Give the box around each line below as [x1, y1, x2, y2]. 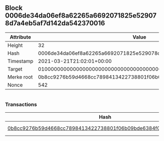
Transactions [5, 101, 38, 108]
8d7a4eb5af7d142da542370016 [5, 19, 105, 27]
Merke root [7, 73, 33, 80]
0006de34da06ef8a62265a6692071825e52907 [5, 12, 157, 20]
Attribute [9, 34, 31, 40]
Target [7, 65, 23, 72]
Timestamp [7, 58, 34, 64]
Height [7, 41, 23, 48]
